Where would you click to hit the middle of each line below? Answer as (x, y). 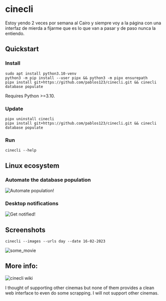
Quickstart (22, 49)
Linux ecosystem (32, 166)
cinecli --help (21, 150)
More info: (22, 266)
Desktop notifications (32, 203)
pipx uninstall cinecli (30, 119)
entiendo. (15, 33)
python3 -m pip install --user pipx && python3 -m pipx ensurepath (77, 78)
